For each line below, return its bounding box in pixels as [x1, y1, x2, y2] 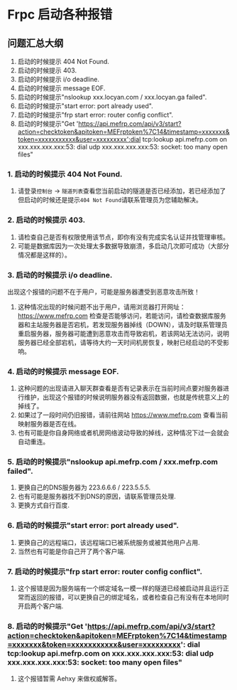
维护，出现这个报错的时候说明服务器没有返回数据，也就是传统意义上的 [23, 393, 229, 402]
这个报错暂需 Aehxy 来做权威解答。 [17, 674, 121, 683]
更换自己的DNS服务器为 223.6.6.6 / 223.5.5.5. [17, 483, 151, 492]
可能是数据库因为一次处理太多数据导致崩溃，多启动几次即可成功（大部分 [17, 241, 229, 250]
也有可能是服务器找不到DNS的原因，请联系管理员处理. [17, 492, 176, 501]
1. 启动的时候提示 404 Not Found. [7, 169, 123, 179]
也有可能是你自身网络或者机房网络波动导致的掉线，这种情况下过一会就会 [17, 428, 229, 437]
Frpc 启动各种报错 [7, 6, 113, 23]
